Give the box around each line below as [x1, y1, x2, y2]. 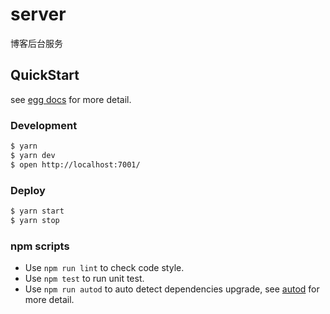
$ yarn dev [10, 150, 56, 160]
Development [10, 118, 78, 132]
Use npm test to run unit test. [24, 273, 145, 285]
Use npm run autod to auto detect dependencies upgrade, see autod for [24, 283, 320, 295]
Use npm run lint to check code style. [24, 262, 185, 274]
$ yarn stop [10, 215, 60, 225]
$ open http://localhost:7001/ [10, 159, 141, 170]
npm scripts [10, 239, 70, 253]
